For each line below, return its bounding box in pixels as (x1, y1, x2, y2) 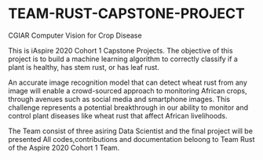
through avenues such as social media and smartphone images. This (8, 94, 231, 104)
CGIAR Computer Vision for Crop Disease (8, 31, 143, 40)
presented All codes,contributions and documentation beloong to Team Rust (8, 134, 255, 144)
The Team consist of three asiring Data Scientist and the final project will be (8, 126, 254, 136)
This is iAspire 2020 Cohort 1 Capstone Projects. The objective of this (8, 45, 233, 55)
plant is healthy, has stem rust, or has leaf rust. (8, 62, 159, 71)
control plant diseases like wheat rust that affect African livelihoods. (8, 111, 228, 120)
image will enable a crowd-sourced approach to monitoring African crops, (8, 85, 247, 95)
